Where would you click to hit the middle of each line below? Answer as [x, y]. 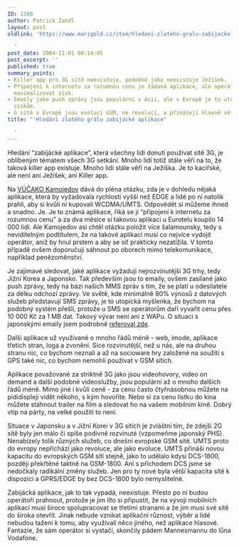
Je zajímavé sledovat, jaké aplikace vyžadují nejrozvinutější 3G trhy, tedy [114, 270]
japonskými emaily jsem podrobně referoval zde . [79, 324]
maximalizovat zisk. [44, 93]
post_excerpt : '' [33, 60]
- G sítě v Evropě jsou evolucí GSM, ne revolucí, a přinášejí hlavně [114, 113]
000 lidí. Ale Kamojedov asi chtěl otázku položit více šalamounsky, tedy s [115, 227]
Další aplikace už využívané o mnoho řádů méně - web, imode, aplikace [113, 337]
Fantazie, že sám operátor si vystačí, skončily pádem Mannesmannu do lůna [119, 530]
